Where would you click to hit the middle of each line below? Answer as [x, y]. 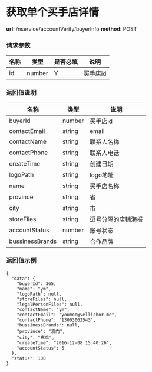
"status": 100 [29, 358]
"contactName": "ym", [43, 309]
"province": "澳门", [41, 331]
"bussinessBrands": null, [49, 325]
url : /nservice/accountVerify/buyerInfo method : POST [72, 29]
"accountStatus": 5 [41, 348]
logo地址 [101, 175]
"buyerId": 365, [37, 284]
